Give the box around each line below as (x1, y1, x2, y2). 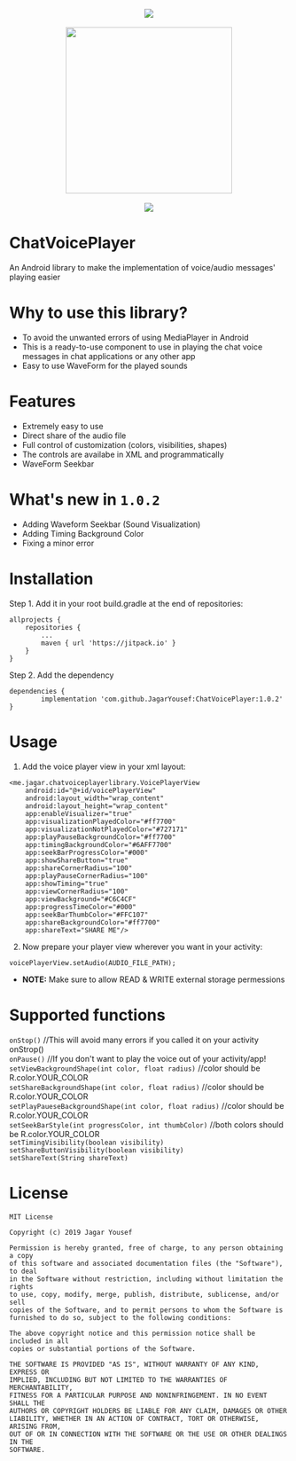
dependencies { (9, 687, 66, 695)
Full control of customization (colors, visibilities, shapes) (21, 439, 228, 450)
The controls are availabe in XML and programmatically (21, 449, 224, 460)
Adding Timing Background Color (21, 528, 144, 538)
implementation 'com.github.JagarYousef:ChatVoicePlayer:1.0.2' (41, 695, 284, 703)
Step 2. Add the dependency (9, 670, 114, 680)
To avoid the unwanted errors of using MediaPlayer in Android (21, 332, 249, 342)
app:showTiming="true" (25, 879, 109, 888)
